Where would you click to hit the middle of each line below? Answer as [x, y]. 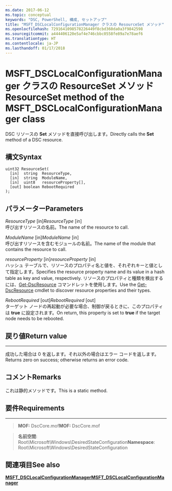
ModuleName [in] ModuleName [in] [42, 238]
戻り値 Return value [36, 336]
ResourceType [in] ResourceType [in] [44, 221]
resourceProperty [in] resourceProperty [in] [51, 259]
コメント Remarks [33, 377]
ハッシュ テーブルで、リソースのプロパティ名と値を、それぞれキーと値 [79, 265]
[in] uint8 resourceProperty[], [48, 182]
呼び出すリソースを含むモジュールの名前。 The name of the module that [81, 243]
